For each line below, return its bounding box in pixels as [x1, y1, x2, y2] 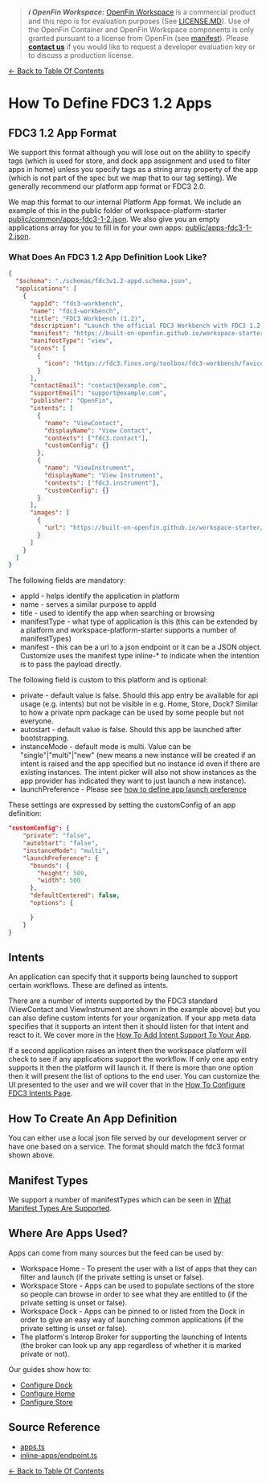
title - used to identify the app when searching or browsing [19, 608, 215, 618]
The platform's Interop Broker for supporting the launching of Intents [19, 1332, 247, 1342]
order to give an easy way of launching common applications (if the [19, 1314, 243, 1325]
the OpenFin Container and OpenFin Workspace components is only [27, 25, 255, 35]
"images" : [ [29, 509, 70, 517]
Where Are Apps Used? [8, 1227, 129, 1240]
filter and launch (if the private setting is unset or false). [19, 1272, 205, 1281]
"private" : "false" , [22, 832, 92, 840]
